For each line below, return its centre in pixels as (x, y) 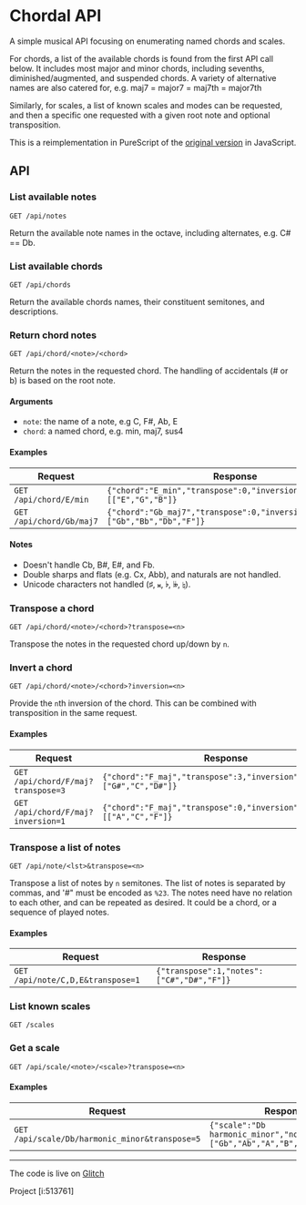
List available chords (56, 266)
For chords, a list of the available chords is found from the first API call (142, 58)
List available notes (53, 197)
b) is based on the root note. (63, 381)
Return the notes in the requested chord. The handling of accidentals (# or (149, 371)
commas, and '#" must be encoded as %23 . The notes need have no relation (151, 893)
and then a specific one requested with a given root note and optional (140, 115)
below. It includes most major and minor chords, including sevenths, (137, 68)
